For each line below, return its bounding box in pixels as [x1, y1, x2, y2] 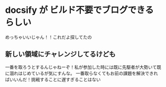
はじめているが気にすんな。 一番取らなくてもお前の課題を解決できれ [18, 70, 158, 76]
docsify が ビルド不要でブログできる [5, 4, 154, 16]
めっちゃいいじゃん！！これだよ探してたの [5, 34, 92, 40]
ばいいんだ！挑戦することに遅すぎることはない [5, 76, 101, 82]
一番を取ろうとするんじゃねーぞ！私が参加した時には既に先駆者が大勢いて [5, 64, 157, 70]
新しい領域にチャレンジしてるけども [5, 50, 116, 58]
